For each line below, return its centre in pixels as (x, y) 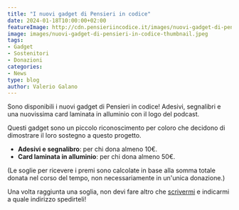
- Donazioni (25, 60)
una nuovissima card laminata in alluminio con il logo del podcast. (103, 114)
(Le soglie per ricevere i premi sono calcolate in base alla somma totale (111, 170)
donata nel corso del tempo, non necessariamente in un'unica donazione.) (116, 178)
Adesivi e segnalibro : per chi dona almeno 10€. (87, 149)
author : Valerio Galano (43, 87)
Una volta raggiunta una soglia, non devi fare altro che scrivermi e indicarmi (118, 192)
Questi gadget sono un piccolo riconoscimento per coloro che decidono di (116, 128)
